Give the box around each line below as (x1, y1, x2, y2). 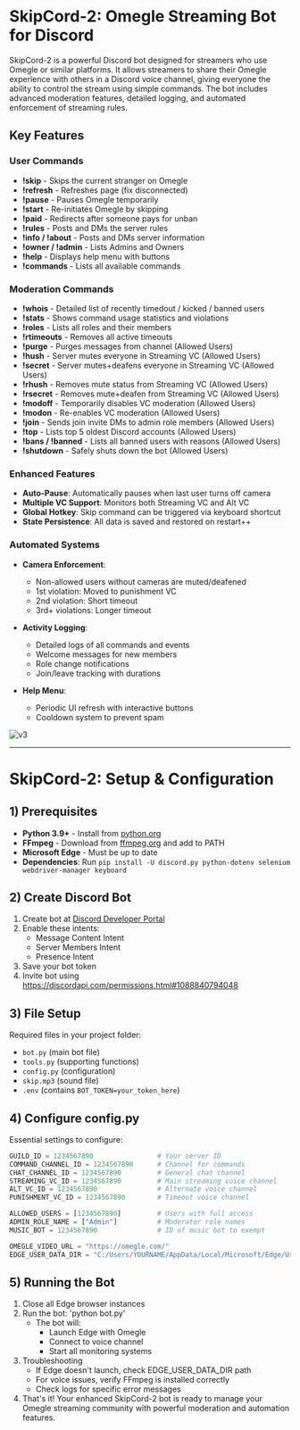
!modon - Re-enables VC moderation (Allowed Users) (21, 407, 221, 418)
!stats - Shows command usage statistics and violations (21, 312, 229, 323)
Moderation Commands (9, 283, 114, 295)
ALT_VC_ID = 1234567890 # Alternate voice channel (9, 1185, 257, 1193)
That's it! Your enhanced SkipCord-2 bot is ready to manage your (21, 1393, 263, 1404)
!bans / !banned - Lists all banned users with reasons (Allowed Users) (21, 436, 281, 446)
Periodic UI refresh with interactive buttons (35, 703, 194, 713)
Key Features (9, 128, 85, 144)
